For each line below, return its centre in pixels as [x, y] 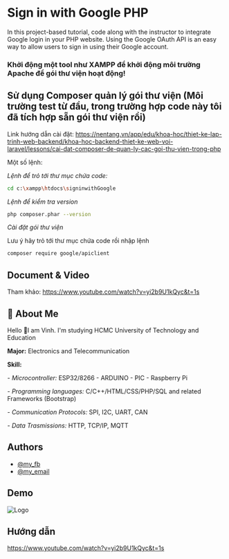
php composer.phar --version [49, 214]
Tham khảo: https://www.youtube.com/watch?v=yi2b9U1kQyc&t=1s [103, 292]
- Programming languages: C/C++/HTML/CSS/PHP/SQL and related [104, 391]
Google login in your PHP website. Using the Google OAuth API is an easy [112, 39]
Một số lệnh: [25, 162]
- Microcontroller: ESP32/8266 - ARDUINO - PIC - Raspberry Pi [98, 378]
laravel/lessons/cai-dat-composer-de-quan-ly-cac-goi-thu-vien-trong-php [114, 149]
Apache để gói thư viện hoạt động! [66, 73]
